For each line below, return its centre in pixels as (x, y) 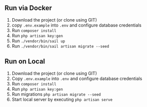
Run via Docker (28, 8)
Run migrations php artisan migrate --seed (56, 94)
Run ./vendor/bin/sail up (38, 41)
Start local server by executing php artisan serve (62, 99)
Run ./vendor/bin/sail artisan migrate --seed (60, 46)
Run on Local (25, 62)
